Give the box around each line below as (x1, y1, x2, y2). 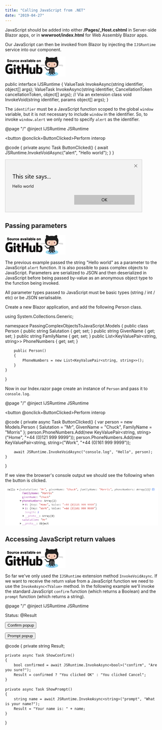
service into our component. (5, 47, 62, 52)
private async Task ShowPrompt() (5, 687, 73, 692)
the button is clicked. (5, 478, 47, 484)
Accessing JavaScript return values (5, 535, 115, 543)
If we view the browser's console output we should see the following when (5, 472, 154, 478)
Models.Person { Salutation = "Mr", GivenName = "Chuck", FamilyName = (5, 424, 152, 430)
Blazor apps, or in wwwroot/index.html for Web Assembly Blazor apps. (5, 32, 148, 38)
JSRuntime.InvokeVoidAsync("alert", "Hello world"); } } (5, 149, 114, 155)
